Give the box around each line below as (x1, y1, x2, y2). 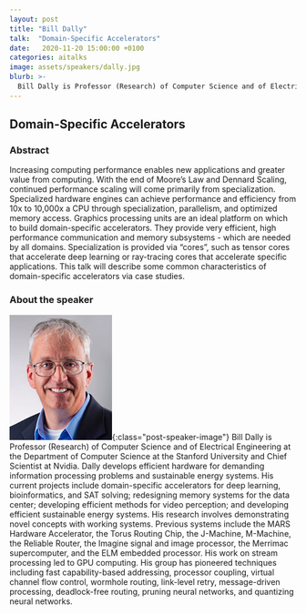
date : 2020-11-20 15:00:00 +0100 (9, 44, 145, 53)
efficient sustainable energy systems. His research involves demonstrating (9, 508, 290, 519)
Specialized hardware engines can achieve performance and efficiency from (9, 194, 297, 205)
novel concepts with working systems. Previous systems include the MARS (9, 518, 291, 529)
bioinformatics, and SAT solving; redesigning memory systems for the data (9, 489, 290, 500)
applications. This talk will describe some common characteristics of (9, 261, 267, 272)
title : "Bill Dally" (9, 24, 88, 34)
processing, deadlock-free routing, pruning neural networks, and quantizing (9, 586, 294, 597)
